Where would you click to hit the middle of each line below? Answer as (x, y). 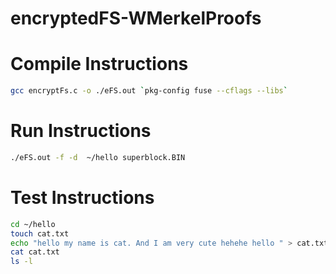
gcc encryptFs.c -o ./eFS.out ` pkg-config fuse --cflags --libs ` (149, 91)
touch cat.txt (40, 233)
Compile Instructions (99, 64)
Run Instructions (81, 131)
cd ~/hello (33, 224)
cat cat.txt (35, 252)
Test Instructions (82, 198)
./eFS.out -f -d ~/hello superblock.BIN (98, 157)
